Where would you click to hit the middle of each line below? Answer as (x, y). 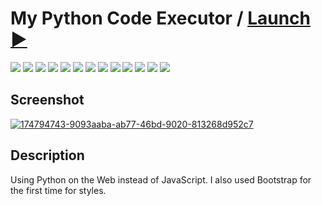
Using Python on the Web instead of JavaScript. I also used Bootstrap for (161, 179)
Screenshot (47, 100)
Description (47, 155)
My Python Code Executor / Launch (160, 18)
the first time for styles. (58, 190)
